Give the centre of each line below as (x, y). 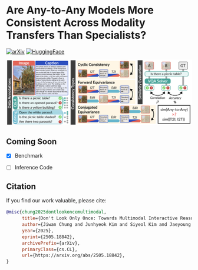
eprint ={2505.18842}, (48, 237)
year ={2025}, (38, 231)
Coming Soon (32, 141)
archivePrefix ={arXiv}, (51, 243)
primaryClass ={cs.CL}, (49, 249)
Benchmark (29, 156)
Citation (21, 186)
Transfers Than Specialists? (76, 35)
